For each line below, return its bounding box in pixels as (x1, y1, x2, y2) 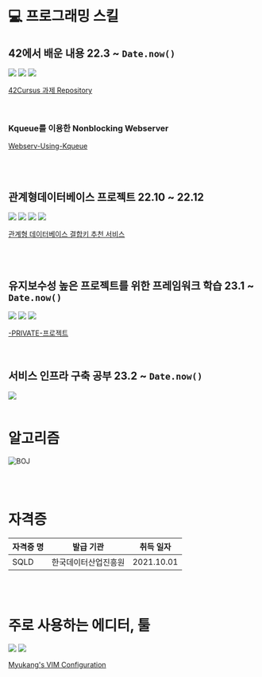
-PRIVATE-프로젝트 (8, 328, 69, 338)
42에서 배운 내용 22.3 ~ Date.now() (8, 46, 176, 60)
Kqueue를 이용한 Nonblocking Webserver (8, 123, 169, 134)
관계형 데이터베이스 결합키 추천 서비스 (8, 229, 125, 239)
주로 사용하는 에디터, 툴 (8, 616, 151, 634)
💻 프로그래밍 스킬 (8, 7, 119, 25)
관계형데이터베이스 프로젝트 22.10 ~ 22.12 (8, 190, 204, 204)
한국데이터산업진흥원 (51, 557, 125, 568)
